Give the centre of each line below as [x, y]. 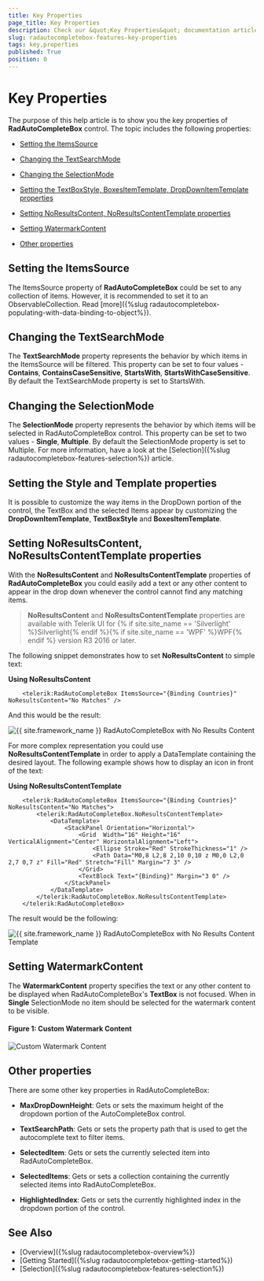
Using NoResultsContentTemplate [65, 786]
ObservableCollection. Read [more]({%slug [78, 304]
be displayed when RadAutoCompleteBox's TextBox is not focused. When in [132, 994]
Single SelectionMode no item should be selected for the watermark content [132, 1002]
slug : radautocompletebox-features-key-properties [93, 37]
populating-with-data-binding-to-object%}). [80, 313]
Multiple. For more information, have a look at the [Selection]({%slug [119, 450]
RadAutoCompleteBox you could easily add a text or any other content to [128, 583]
